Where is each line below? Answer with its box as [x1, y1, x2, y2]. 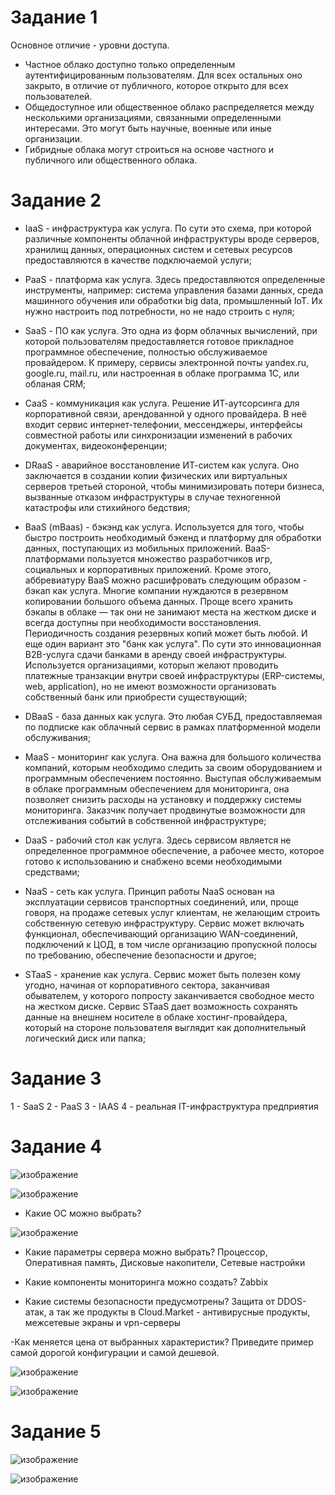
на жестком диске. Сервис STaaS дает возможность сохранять [24, 1000, 298, 1012]
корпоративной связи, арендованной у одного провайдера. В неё [24, 407, 307, 420]
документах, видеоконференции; [24, 439, 168, 451]
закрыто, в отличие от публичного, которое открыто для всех [24, 79, 289, 91]
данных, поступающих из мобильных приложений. [24, 542, 243, 554]
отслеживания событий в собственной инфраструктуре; [24, 814, 267, 826]
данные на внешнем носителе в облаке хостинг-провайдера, [24, 1011, 288, 1023]
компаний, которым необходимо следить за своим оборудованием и [24, 761, 323, 773]
